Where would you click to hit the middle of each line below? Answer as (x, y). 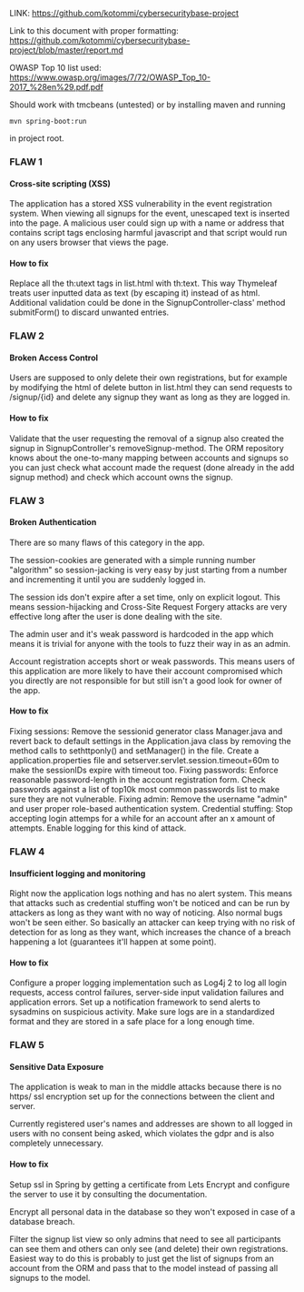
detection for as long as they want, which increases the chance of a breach (150, 933)
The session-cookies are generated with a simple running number (132, 560)
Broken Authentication (53, 522)
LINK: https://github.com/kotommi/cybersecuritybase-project (124, 13)
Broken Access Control (54, 358)
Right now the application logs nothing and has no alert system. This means (151, 893)
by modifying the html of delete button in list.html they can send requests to (151, 388)
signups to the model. (50, 1277)
